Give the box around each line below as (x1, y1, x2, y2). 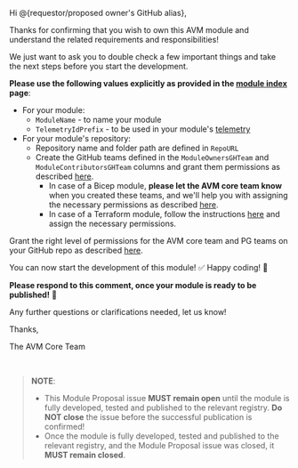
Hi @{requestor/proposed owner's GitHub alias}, (9, 8, 187, 18)
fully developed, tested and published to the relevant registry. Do (44, 402, 283, 413)
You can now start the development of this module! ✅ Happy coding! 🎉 (9, 262, 269, 272)
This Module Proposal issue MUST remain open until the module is (44, 393, 290, 403)
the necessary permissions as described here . (48, 199, 219, 210)
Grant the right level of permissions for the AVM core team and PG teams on (9, 236, 288, 246)
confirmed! (44, 422, 85, 432)
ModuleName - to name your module (35, 115, 162, 125)
